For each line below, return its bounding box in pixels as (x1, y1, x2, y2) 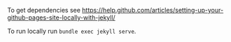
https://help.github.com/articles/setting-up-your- (81, 6, 224, 14)
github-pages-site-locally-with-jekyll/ (7, 13, 115, 22)
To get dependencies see (7, 6, 80, 14)
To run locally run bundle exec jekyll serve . (7, 27, 136, 35)
